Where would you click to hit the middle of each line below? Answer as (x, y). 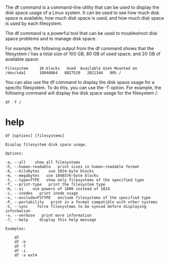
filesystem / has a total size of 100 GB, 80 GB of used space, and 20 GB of (83, 54)
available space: (22, 59)
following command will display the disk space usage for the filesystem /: (82, 93)
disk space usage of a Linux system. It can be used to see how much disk (82, 13)
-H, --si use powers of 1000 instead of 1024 (58, 189)
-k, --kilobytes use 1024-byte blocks (50, 171)
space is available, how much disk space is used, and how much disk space (84, 18)
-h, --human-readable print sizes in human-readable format (72, 166)
